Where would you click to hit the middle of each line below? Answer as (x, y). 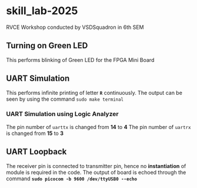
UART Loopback (36, 152)
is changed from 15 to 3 (35, 133)
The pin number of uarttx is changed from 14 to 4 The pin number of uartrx (98, 127)
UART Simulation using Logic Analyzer (62, 114)
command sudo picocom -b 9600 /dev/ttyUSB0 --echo (71, 179)
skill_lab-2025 (42, 11)
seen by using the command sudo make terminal (65, 99)
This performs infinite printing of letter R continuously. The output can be (94, 93)
